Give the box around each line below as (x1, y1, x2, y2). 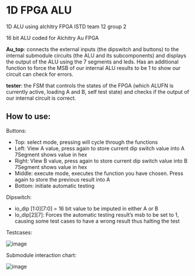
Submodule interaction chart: (6, 251, 77, 258)
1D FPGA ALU (6, 4, 72, 17)
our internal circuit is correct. (6, 95, 76, 102)
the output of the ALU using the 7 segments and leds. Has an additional (6, 58, 179, 65)
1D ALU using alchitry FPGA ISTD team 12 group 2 (6, 23, 127, 30)
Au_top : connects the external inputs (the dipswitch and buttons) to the (6, 45, 179, 53)
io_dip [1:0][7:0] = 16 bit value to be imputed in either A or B (14, 205, 159, 212)
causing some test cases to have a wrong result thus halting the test (14, 217, 180, 224)
